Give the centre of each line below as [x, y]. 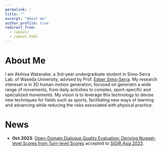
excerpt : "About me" [26, 18]
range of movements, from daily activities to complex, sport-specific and [78, 89]
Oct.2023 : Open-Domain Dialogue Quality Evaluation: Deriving [75, 138]
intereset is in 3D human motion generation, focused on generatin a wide [78, 84]
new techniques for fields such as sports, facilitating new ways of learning [80, 100]
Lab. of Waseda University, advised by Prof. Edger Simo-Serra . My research [81, 79]
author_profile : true [27, 23]
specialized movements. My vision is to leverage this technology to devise [79, 95]
